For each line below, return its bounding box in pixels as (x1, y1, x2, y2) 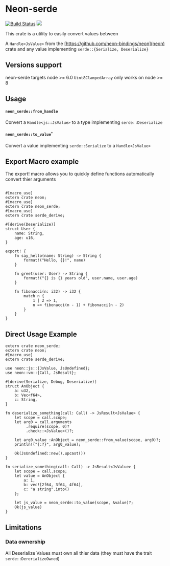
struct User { (5, 226, 36, 232)
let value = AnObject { (14, 473, 65, 478)
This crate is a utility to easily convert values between (5, 30, 118, 36)
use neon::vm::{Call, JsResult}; (5, 371, 77, 376)
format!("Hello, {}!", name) (23, 258, 86, 263)
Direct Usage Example (5, 330, 78, 338)
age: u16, (14, 235, 36, 241)
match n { (23, 294, 44, 299)
